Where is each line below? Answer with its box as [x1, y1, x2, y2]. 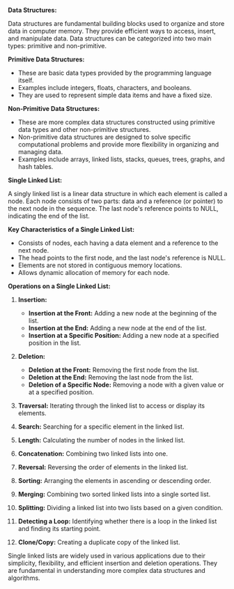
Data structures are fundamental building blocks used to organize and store [8, 20, 225, 27]
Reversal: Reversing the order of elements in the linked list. [17, 463, 189, 471]
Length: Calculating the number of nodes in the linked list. [17, 436, 185, 444]
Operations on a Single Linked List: [8, 282, 111, 290]
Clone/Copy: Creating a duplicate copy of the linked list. [17, 538, 180, 546]
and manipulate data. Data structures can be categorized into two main [8, 34, 212, 43]
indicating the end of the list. [8, 212, 90, 220]
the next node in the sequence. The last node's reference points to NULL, [8, 204, 219, 212]
